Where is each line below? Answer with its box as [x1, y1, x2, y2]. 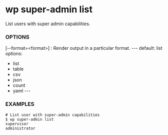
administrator [5, 126, 36, 131]
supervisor [5, 121, 29, 126]
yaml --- [12, 88, 31, 94]
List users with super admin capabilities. [5, 21, 91, 27]
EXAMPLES [5, 101, 34, 108]
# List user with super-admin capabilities [5, 112, 100, 118]
